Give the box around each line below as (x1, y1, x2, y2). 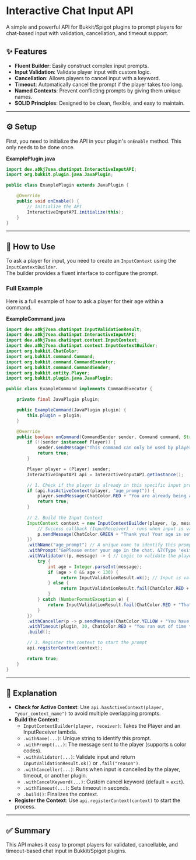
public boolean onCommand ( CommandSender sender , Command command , (16, 434, 181, 440)
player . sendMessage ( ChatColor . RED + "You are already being (37, 493, 187, 499)
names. (14, 93, 33, 100)
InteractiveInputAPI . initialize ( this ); (27, 209, 124, 215)
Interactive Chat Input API (6, 4, 134, 18)
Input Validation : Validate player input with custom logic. (14, 68, 152, 75)
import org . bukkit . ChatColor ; (6, 348, 80, 355)
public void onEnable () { (16, 198, 80, 204)
